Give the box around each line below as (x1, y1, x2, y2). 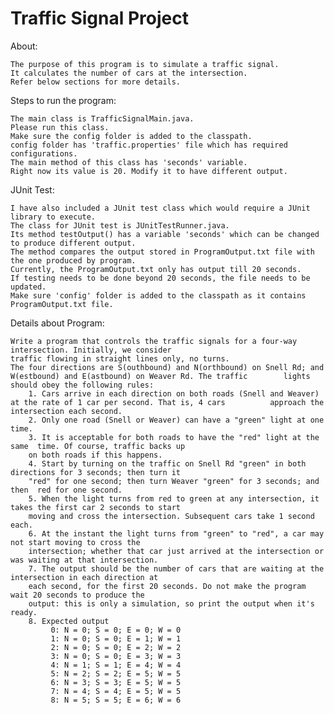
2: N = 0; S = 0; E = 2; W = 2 (50, 642, 182, 652)
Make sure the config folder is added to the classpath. (10, 131, 253, 141)
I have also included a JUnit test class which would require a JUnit (10, 203, 311, 213)
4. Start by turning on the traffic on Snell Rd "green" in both (28, 458, 307, 469)
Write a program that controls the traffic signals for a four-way (10, 336, 298, 346)
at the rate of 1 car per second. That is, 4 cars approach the (10, 397, 325, 407)
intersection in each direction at (10, 572, 159, 582)
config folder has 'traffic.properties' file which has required (10, 140, 288, 150)
